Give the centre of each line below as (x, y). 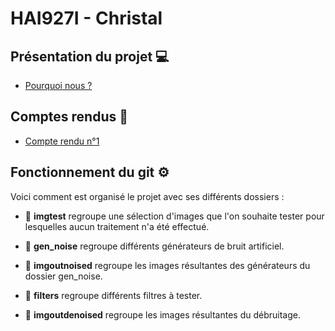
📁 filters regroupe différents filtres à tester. (113, 295)
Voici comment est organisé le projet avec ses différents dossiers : (147, 196)
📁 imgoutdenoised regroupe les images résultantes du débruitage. (162, 314)
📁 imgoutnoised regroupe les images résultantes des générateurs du (167, 265)
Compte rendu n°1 (62, 141)
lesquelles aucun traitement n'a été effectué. (117, 226)
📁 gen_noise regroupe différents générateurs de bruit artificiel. (154, 246)
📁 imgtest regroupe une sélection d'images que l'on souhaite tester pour (174, 216)
